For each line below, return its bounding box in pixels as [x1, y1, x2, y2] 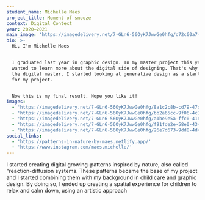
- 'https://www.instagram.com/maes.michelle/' [12, 144, 132, 150]
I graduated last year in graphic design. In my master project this [12, 59, 192, 65]
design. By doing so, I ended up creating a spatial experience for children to [6, 180, 197, 188]
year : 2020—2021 [6, 26, 48, 32]
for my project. [12, 76, 53, 83]
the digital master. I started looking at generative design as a [12, 71, 184, 77]
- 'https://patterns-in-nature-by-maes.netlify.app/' [12, 138, 151, 144]
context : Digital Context [6, 20, 72, 26]
